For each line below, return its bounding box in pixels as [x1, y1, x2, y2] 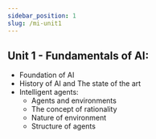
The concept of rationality [31, 104, 117, 114]
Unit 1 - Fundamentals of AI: [7, 49, 150, 63]
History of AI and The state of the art [18, 79, 142, 88]
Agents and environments [31, 96, 117, 105]
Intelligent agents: [18, 88, 79, 97]
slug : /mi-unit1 [7, 19, 62, 27]
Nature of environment [31, 113, 106, 123]
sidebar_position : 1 [7, 11, 77, 20]
